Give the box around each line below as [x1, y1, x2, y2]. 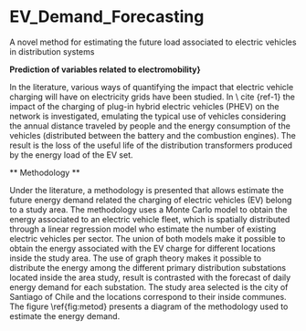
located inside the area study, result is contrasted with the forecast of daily [9, 272, 291, 283]
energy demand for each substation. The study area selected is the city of [9, 281, 289, 293]
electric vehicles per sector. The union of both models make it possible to [9, 233, 286, 243]
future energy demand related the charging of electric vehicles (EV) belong [9, 194, 292, 205]
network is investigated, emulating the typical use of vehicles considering [9, 110, 286, 121]
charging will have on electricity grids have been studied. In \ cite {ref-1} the [9, 91, 295, 102]
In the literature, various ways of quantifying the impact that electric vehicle [9, 81, 294, 92]
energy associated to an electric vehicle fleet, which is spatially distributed [9, 213, 290, 224]
